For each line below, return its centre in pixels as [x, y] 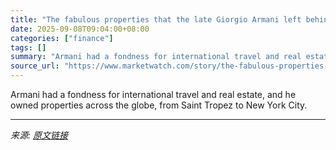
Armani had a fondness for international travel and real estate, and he [153, 94]
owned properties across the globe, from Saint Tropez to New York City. [159, 105]
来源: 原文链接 [39, 135]
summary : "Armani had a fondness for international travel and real [156, 57]
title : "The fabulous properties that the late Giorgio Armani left [156, 19]
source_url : [35, 66]
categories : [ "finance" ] [62, 38]
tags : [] [28, 47]
